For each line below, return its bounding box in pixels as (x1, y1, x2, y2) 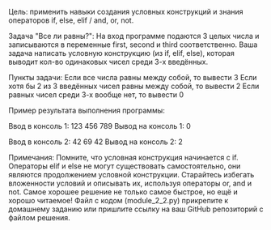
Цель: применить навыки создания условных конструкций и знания (8, 7, 244, 16)
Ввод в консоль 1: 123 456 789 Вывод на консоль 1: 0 (8, 121, 192, 130)
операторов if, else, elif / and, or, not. (8, 15, 134, 25)
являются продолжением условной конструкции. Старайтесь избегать (8, 170, 255, 179)
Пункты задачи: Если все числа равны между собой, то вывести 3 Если (8, 73, 257, 82)
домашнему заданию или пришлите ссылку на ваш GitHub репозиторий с (8, 204, 264, 214)
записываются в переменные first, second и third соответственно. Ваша (8, 40, 258, 49)
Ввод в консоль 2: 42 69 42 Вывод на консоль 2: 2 (8, 137, 184, 147)
